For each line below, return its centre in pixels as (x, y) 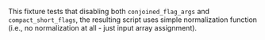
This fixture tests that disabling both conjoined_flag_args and (109, 11)
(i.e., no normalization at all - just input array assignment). (102, 28)
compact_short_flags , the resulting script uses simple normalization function (133, 20)
